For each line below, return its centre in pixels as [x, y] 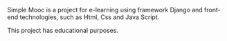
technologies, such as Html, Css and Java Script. [90, 17]
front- [212, 10]
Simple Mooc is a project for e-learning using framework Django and [105, 10]
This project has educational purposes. [63, 30]
